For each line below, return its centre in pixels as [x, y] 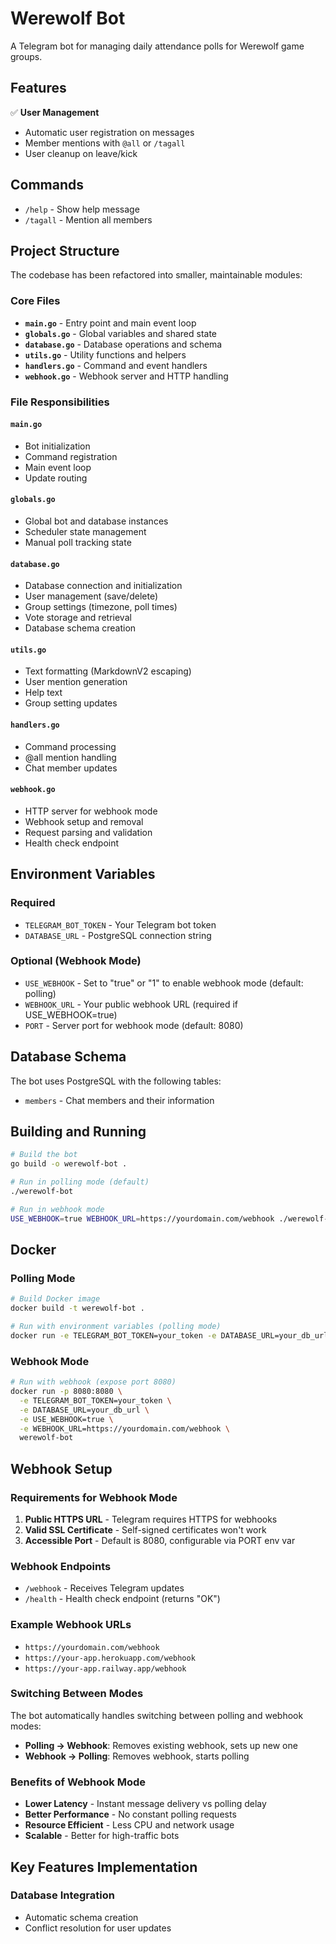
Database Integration [62, 1895]
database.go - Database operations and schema [123, 344]
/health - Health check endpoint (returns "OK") [122, 1599]
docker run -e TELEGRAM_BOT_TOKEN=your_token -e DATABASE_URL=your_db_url [169, 1335]
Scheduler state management [85, 531]
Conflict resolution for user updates [98, 1928]
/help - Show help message [82, 209]
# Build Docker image [55, 1299]
